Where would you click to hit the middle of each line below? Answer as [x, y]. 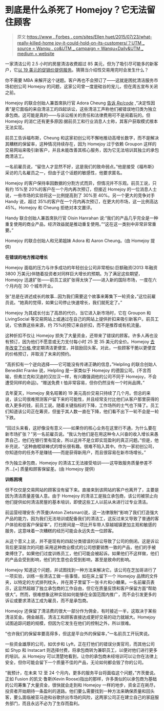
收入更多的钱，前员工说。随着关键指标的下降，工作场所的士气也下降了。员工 [82, 405]
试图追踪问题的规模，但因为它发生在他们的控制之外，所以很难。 [69, 623]
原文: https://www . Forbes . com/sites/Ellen [61, 37]
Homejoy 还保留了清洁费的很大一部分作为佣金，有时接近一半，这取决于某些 [81, 611]
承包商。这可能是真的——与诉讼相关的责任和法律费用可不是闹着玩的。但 [78, 115]
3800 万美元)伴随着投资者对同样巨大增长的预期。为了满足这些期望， [74, 273]
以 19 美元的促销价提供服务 [45, 70]
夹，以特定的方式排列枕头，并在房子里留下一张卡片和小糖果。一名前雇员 [78, 582]
